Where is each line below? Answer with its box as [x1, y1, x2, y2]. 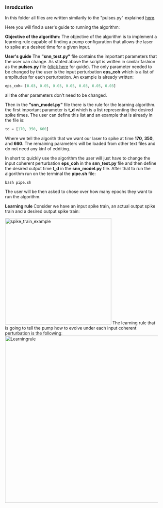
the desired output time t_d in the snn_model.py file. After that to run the [5, 166, 151, 172]
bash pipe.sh [5, 180, 32, 185]
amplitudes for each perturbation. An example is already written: [5, 74, 134, 80]
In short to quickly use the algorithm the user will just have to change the [5, 155, 150, 161]
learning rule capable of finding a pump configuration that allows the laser [5, 39, 153, 45]
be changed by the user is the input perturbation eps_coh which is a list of [5, 69, 154, 75]
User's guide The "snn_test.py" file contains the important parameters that [5, 53, 157, 59]
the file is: [5, 117, 25, 123]
